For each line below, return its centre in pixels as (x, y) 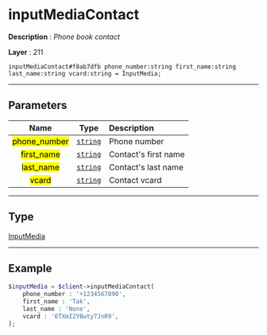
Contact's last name (146, 167)
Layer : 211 (26, 52)
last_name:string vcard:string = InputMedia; (85, 73)
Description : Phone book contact (64, 37)
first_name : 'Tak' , (56, 302)
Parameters (38, 105)
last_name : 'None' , (56, 309)
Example (30, 268)
